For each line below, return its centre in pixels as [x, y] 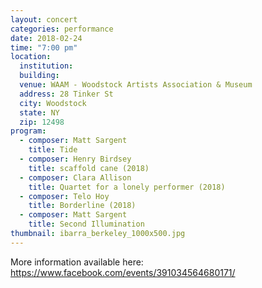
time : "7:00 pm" [44, 47]
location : [31, 57]
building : [39, 76]
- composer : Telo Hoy [64, 196]
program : [28, 131]
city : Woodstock [53, 103]
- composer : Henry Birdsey [75, 159]
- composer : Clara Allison [75, 177]
